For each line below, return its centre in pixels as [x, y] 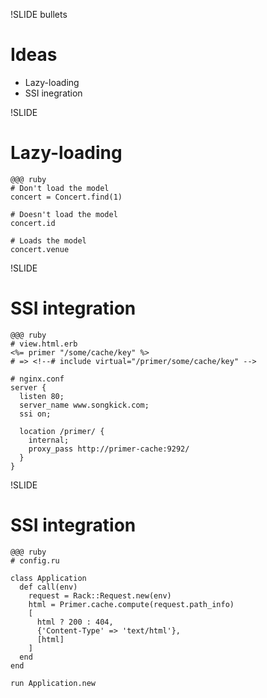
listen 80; [42, 396]
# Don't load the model [60, 188]
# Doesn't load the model [64, 214]
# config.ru [35, 560]
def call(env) [48, 587]
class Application [48, 578]
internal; [49, 440]
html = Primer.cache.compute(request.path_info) [131, 604]
